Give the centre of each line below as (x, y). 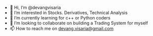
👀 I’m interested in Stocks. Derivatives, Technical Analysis (69, 13)
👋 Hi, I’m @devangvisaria (35, 8)
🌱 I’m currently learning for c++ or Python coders (60, 18)
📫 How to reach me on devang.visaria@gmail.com (62, 28)
